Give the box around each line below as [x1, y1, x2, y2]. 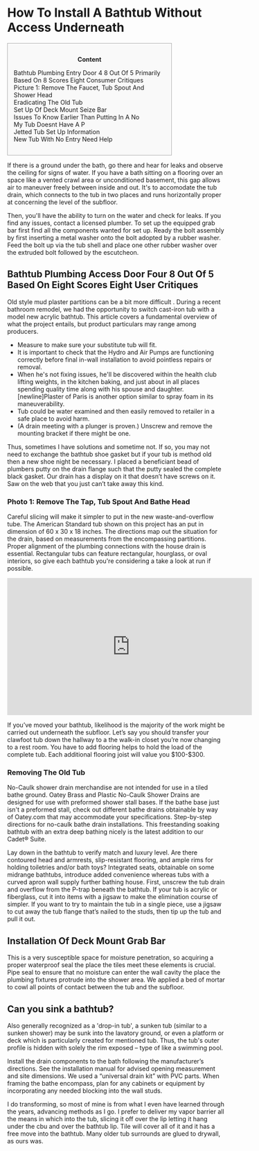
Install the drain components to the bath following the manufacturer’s [7, 1057, 204, 1065]
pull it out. [7, 915, 36, 923]
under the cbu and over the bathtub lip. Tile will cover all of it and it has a [7, 1122, 215, 1130]
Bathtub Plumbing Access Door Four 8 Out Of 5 [7, 269, 215, 280]
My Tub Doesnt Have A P [13, 120, 85, 128]
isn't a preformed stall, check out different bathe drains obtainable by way [7, 805, 218, 814]
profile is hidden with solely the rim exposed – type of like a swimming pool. [7, 1043, 224, 1052]
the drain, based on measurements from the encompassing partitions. [7, 535, 206, 543]
